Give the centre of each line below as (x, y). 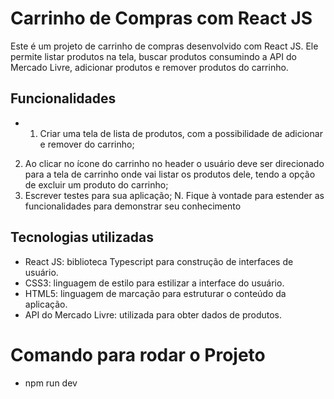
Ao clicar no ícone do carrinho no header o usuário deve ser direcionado (174, 163)
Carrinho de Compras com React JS (161, 18)
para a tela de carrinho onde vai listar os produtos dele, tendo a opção (170, 174)
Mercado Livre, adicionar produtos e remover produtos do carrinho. (149, 67)
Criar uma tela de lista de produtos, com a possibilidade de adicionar (181, 133)
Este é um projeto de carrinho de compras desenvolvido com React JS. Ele (164, 46)
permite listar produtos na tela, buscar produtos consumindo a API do (153, 56)
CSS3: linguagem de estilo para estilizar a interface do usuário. (154, 283)
